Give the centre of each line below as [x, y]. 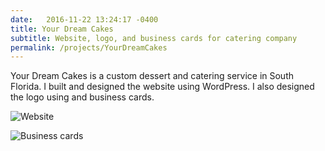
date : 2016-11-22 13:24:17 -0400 [84, 19]
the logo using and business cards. [82, 97]
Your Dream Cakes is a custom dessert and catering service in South [152, 76]
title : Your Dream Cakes [62, 29]
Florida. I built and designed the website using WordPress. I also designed [162, 87]
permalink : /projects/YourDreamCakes [89, 47]
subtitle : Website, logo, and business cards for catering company [154, 38]
